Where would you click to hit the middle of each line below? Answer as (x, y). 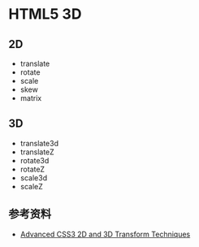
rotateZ (32, 169)
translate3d (39, 143)
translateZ (37, 152)
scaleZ (31, 186)
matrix (31, 98)
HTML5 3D (45, 14)
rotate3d (35, 160)
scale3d (33, 178)
